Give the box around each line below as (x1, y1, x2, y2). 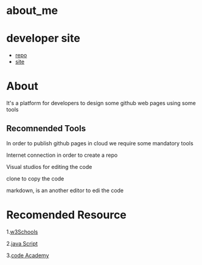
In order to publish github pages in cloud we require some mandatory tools (6, 139, 193, 146)
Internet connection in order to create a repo (6, 151, 118, 159)
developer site (6, 32, 80, 46)
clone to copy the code (6, 174, 64, 182)
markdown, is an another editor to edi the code (6, 187, 124, 194)
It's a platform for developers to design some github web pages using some (6, 100, 196, 107)
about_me (6, 4, 58, 18)
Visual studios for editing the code (6, 163, 92, 170)
